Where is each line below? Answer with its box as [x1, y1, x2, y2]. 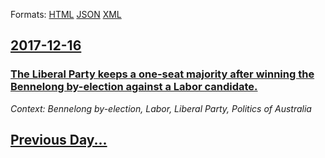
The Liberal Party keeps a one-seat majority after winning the [10, 67, 315, 81]
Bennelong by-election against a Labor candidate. [10, 80, 258, 94]
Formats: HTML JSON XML [10, 9, 122, 20]
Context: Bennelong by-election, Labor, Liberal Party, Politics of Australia [10, 102, 312, 114]
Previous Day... [10, 132, 108, 149]
